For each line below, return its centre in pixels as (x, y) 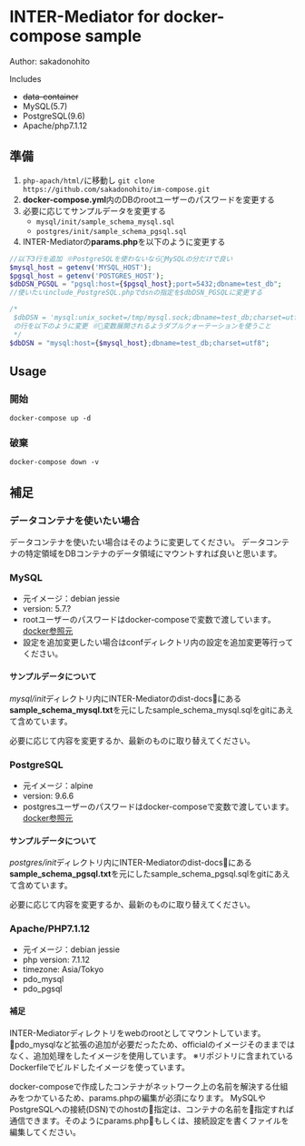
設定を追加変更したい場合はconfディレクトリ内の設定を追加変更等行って (157, 643)
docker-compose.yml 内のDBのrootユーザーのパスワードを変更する (148, 199)
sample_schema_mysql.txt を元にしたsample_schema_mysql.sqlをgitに (144, 710)
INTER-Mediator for (85, 17)
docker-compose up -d (50, 419)
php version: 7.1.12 (56, 960)
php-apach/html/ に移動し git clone (89, 180)
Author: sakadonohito (50, 61)
